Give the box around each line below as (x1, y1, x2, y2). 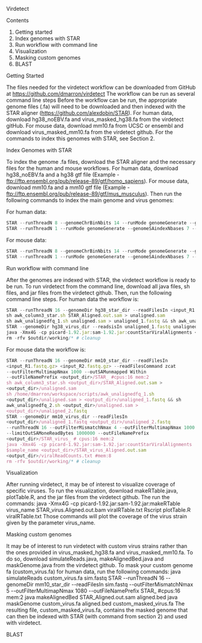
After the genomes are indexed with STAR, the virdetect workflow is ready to (6, 276, 196, 284)
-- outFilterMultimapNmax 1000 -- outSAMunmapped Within (6, 368, 147, 375)
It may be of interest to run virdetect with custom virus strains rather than (6, 542, 188, 550)
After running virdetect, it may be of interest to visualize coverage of (6, 481, 176, 488)
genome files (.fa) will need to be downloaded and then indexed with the (6, 103, 186, 110)
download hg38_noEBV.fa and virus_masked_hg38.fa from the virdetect (6, 116, 184, 123)
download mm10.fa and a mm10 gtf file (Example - (6, 184, 130, 191)
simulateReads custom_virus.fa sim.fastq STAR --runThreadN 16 (6, 574, 165, 582)
